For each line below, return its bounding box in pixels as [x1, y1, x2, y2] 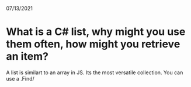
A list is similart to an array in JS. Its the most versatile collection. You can [6, 69, 183, 76]
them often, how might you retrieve [6, 38, 180, 51]
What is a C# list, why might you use [6, 26, 186, 38]
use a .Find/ [6, 75, 35, 82]
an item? [6, 50, 48, 63]
